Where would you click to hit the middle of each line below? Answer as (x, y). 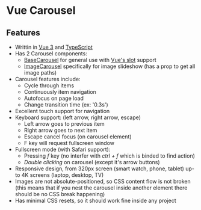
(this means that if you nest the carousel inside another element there (101, 188)
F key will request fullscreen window (69, 143)
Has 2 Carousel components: (51, 54)
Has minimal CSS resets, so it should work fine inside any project (95, 200)
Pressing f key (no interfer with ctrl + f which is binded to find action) (110, 156)
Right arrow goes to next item (60, 130)
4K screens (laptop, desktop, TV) (63, 175)
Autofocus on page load (54, 98)
